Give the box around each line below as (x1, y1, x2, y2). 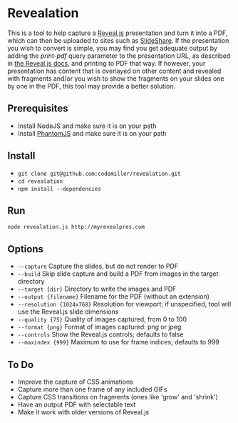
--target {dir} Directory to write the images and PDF (17, 284, 177, 294)
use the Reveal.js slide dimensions (17, 307, 119, 316)
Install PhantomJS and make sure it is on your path (17, 129, 167, 137)
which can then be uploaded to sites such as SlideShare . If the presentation (7, 36, 229, 44)
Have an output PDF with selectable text (17, 400, 136, 409)
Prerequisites (7, 102, 68, 115)
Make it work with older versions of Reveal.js (17, 408, 150, 416)
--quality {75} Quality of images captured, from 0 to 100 (17, 315, 187, 324)
